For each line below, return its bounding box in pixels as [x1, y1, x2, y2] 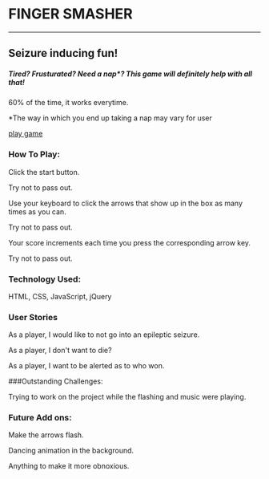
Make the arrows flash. [8, 430, 84, 440]
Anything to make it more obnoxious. [8, 461, 130, 471]
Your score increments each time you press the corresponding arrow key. [8, 237, 251, 247]
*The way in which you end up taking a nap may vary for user [8, 113, 212, 123]
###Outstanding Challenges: [8, 376, 103, 386]
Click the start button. [8, 167, 80, 177]
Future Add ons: [8, 412, 72, 424]
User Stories [8, 311, 58, 323]
